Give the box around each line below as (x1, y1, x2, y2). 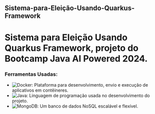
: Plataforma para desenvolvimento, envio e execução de (31, 82, 149, 88)
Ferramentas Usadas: (4, 71, 58, 78)
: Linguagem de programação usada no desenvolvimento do (26, 92, 150, 99)
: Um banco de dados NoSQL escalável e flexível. (37, 103, 139, 109)
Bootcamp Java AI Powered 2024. (4, 53, 148, 64)
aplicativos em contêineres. (11, 87, 69, 93)
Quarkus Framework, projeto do (4, 42, 139, 54)
